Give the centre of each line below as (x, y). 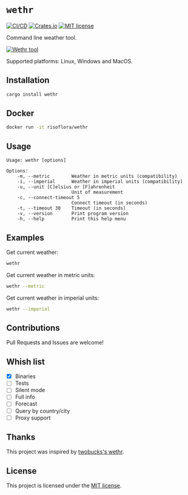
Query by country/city (42, 411)
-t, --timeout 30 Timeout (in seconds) (72, 208)
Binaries (25, 376)
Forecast (26, 404)
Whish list (26, 361)
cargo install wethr (32, 94)
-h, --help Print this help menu (72, 219)
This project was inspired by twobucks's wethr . (65, 452)
